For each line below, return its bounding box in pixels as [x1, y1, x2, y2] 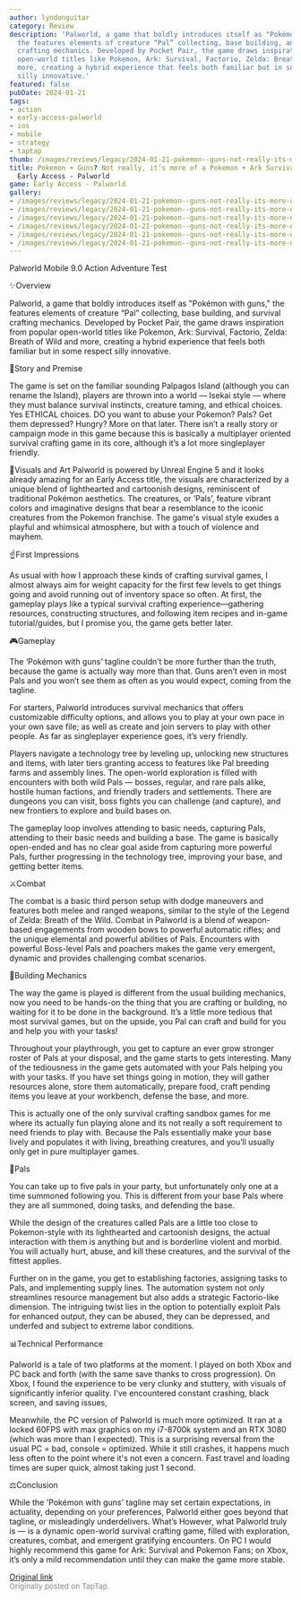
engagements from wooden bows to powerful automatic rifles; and [34, 925, 280, 935]
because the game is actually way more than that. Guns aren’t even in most [9, 665, 287, 677]
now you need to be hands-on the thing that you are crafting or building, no [9, 997, 288, 1008]
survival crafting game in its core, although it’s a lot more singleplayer [9, 438, 266, 448]
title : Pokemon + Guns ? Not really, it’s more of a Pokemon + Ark [9, 163, 262, 172]
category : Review [9, 22, 74, 30]
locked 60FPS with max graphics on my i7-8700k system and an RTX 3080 [9, 1424, 287, 1435]
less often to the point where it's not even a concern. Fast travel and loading [9, 1453, 290, 1464]
